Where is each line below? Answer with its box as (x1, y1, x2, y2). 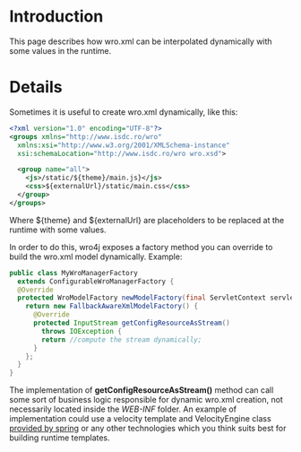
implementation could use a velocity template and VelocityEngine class (9, 413, 271, 424)
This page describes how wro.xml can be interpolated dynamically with (9, 36, 272, 47)
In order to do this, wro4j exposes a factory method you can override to (9, 241, 273, 252)
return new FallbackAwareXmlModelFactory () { (25, 302, 199, 311)
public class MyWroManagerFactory (9, 268, 139, 277)
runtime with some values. (9, 224, 107, 235)
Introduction (9, 6, 104, 27)
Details (9, 77, 63, 98)
